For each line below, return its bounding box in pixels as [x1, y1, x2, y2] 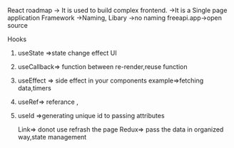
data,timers [17, 84, 51, 92]
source [7, 21, 29, 29]
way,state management [17, 133, 87, 141]
